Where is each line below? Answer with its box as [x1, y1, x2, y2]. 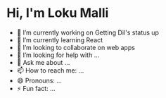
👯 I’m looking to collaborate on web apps [16, 43, 135, 51]
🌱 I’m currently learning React [16, 35, 103, 44]
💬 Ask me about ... [16, 58, 70, 66]
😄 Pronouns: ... [16, 76, 63, 85]
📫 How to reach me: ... [16, 66, 84, 75]
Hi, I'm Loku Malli [6, 5, 109, 21]
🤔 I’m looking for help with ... [16, 51, 100, 59]
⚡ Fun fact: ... [16, 84, 56, 92]
